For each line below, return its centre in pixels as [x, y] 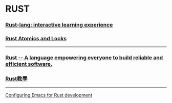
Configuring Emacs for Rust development [49, 95]
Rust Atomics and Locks [36, 39]
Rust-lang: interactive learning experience [59, 25]
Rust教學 [16, 79]
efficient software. [29, 64]
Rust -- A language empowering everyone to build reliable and [84, 58]
